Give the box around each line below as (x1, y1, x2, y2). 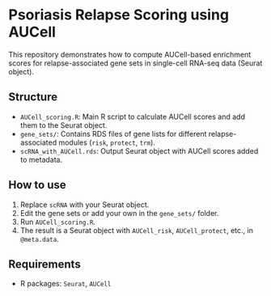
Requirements (8, 257, 81, 271)
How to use (8, 178, 66, 192)
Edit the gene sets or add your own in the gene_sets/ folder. (19, 208, 219, 218)
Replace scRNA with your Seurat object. (19, 200, 150, 209)
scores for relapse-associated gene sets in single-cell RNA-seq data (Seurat (8, 58, 263, 68)
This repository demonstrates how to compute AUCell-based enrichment (8, 49, 252, 59)
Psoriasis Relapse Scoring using (8, 6, 229, 24)
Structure (8, 91, 58, 104)
